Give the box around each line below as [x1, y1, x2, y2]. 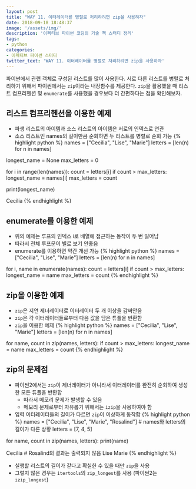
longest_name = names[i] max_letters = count [6, 174, 118, 181]
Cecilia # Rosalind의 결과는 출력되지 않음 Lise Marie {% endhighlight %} [6, 449, 177, 457]
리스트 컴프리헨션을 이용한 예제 [6, 108, 112, 118]
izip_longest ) [14, 475, 49, 483]
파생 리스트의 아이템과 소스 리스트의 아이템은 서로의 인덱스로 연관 [14, 125, 164, 133]
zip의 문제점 [6, 365, 48, 375]
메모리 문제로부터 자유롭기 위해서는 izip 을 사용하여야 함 [23, 403, 152, 410]
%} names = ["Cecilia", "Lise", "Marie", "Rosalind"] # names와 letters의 [14, 418, 186, 425]
